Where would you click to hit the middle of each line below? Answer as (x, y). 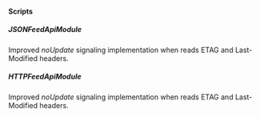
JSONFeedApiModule (45, 30)
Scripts (21, 11)
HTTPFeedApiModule (45, 77)
